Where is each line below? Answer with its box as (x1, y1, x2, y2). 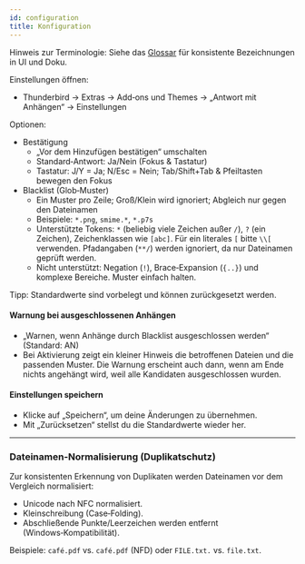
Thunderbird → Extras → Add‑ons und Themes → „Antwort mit (22, 92, 257, 103)
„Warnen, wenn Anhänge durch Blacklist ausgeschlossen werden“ (22, 330, 270, 341)
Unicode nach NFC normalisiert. (22, 499, 143, 510)
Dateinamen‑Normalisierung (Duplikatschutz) (9, 450, 216, 463)
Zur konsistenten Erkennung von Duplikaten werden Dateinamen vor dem (9, 471, 283, 482)
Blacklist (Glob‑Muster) (22, 184, 109, 195)
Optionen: (9, 119, 47, 130)
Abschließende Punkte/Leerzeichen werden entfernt (22, 518, 219, 529)
